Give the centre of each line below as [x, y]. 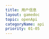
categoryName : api [25, 24]
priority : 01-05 [22, 29]
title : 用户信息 [21, 10]
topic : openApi [21, 19]
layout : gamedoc [22, 15]
